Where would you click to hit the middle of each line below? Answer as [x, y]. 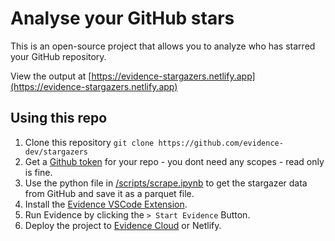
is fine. [38, 172]
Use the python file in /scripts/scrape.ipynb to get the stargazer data [166, 183]
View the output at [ [51, 76]
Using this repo [59, 118]
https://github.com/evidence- [221, 143]
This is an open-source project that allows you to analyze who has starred [163, 46]
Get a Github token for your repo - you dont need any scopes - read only [174, 161]
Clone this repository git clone [89, 142]
